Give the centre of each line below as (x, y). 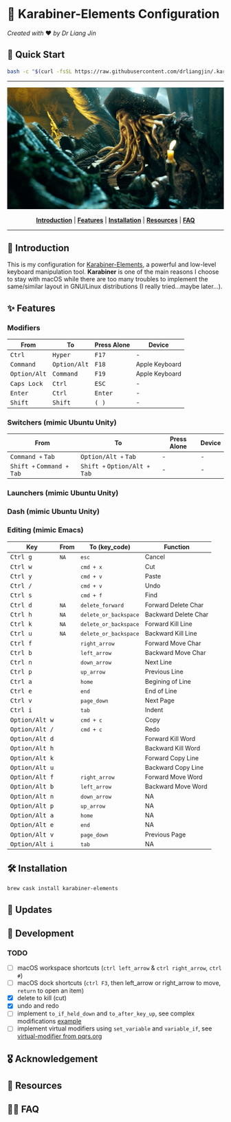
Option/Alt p (32, 806)
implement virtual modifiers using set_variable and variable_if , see (114, 1028)
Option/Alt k (32, 758)
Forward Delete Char (174, 605)
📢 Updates (30, 910)
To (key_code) (110, 547)
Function (177, 547)
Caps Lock (26, 384)
